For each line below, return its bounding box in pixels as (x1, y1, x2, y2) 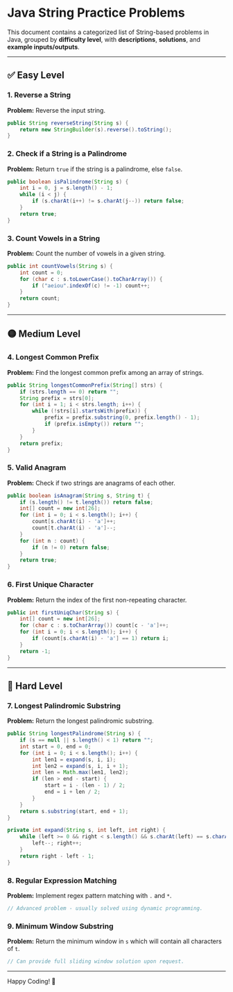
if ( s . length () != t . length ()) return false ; (19, 499, 154, 506)
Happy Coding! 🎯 (7, 977, 56, 986)
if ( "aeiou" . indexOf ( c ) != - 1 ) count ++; (32, 282, 150, 289)
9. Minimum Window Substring (7, 921, 114, 931)
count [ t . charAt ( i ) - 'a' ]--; (32, 525, 116, 531)
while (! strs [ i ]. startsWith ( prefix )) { (32, 408, 148, 415)
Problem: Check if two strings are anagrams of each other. (7, 479, 175, 487)
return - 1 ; (19, 648, 51, 655)
